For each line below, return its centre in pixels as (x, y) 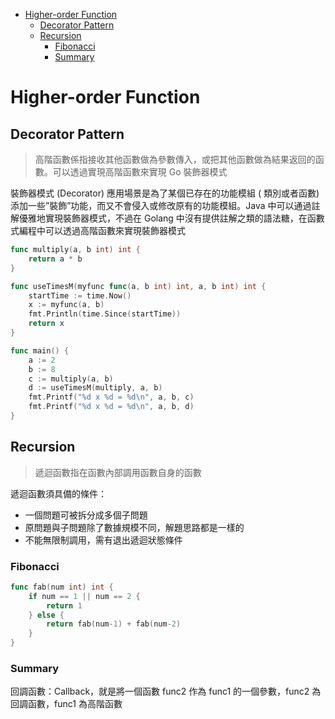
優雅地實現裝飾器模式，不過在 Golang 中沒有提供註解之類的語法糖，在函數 (171, 218)
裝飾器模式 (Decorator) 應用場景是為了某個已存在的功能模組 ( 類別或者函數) (165, 193)
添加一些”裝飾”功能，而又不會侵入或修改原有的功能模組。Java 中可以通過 (161, 205)
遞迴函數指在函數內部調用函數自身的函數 (118, 472)
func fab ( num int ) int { (62, 587)
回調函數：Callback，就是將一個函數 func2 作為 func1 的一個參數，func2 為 (166, 691)
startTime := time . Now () (80, 295)
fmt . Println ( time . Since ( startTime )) (105, 314)
